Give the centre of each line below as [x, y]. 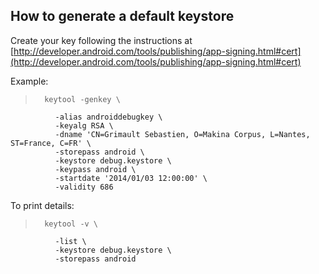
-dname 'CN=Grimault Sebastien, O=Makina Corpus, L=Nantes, [182, 134]
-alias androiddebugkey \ [108, 117]
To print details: [42, 205]
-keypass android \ [95, 169]
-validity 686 [84, 187]
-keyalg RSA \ [84, 125]
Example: [29, 81]
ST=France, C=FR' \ [51, 143]
